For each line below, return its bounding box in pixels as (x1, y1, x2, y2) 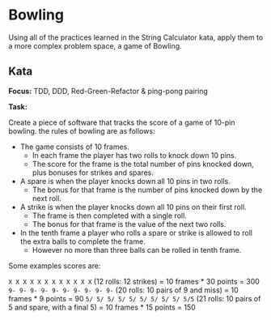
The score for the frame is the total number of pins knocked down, (32, 159, 254, 169)
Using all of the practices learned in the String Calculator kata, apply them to (8, 32, 264, 42)
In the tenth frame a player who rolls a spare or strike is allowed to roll (19, 228, 253, 237)
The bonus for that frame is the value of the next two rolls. (32, 219, 227, 228)
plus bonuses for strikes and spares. (32, 168, 154, 177)
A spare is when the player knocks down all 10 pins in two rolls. (19, 176, 231, 186)
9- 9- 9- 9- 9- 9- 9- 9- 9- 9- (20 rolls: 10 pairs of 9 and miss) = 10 (8, 285, 239, 295)
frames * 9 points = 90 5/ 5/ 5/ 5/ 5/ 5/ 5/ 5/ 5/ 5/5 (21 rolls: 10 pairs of (8, 293, 261, 303)
